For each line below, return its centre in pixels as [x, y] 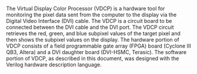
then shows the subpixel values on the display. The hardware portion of [93, 40]
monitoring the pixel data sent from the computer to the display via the [91, 15]
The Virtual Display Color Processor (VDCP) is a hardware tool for [86, 9]
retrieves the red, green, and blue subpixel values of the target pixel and [94, 33]
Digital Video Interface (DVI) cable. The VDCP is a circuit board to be [89, 21]
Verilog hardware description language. [54, 65]
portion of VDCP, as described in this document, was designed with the [93, 58]
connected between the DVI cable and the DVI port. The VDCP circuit [90, 27]
